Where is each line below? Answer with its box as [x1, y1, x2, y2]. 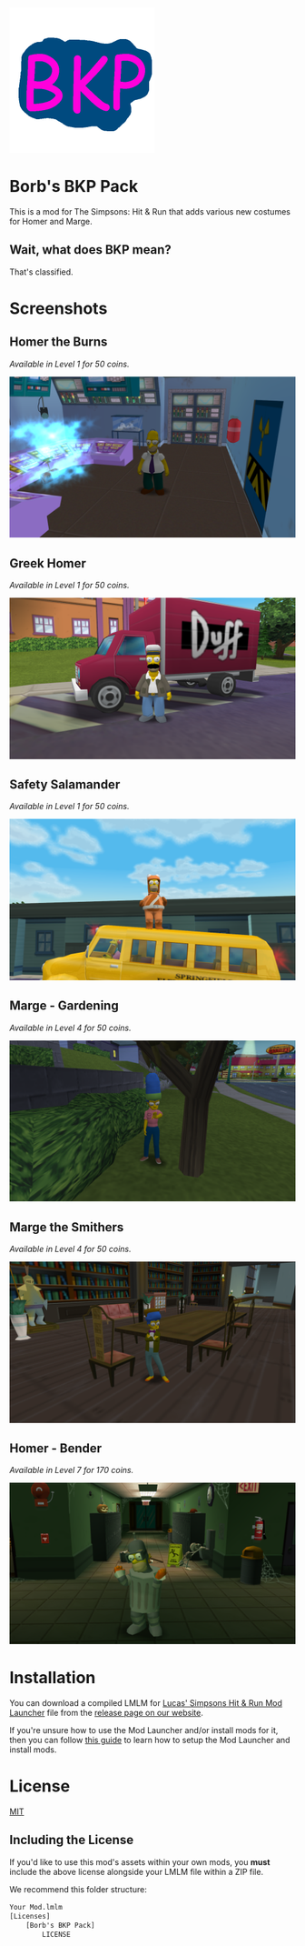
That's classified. [9, 266, 74, 277]
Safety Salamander [9, 777, 121, 792]
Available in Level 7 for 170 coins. [9, 1465, 134, 1476]
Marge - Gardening [9, 998, 120, 1014]
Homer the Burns [9, 335, 108, 350]
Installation [9, 1668, 96, 1688]
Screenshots [9, 298, 108, 318]
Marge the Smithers [9, 1219, 124, 1235]
